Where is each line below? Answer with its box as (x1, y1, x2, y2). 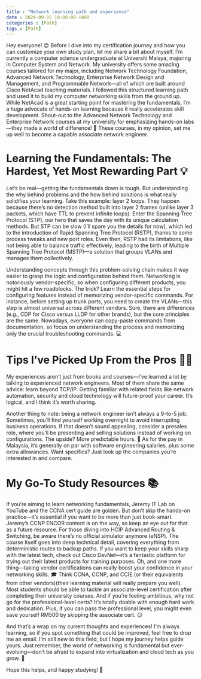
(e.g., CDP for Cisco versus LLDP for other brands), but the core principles (6, 310, 190, 318)
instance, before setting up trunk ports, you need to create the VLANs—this (6, 298, 193, 305)
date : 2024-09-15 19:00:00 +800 (6, 14, 90, 20)
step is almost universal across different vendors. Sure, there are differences (6, 305, 195, 312)
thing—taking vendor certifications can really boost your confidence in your (6, 564, 193, 571)
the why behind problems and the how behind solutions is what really (6, 191, 177, 198)
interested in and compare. (6, 455, 73, 462)
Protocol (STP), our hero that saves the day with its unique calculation (6, 217, 178, 224)
